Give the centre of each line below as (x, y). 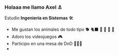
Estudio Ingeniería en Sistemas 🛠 (39, 18)
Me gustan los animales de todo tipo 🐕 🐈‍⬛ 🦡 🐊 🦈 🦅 (63, 29)
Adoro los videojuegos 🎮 (37, 37)
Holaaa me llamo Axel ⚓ (33, 7)
